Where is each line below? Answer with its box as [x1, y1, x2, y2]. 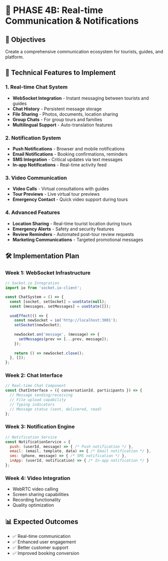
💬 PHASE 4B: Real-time [5, 5, 103, 16]
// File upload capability [10, 397, 66, 403]
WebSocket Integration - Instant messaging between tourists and [12, 95, 149, 101]
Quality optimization [12, 502, 54, 508]
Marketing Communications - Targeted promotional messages [12, 236, 143, 243]
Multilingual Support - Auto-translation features [12, 122, 113, 128]
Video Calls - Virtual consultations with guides [12, 186, 109, 192]
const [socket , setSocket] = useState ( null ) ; [10, 299, 107, 304]
